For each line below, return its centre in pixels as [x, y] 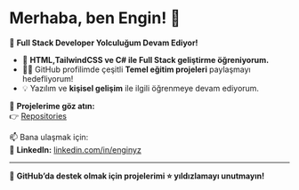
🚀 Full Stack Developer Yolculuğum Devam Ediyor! [104, 43]
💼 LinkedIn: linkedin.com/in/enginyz [76, 149]
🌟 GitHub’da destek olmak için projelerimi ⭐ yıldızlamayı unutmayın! [137, 176]
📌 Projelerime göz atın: [52, 106]
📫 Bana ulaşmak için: [49, 137]
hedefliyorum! [48, 78]
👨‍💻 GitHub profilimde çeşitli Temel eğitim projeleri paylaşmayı [136, 69]
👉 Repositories [38, 115]
